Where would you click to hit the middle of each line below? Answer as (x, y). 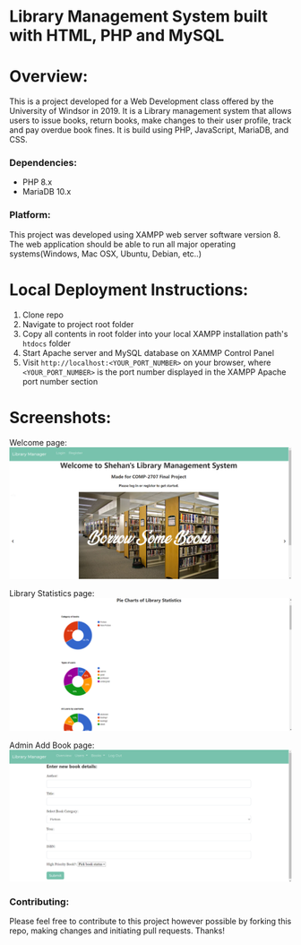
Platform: (30, 215)
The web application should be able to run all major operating (122, 244)
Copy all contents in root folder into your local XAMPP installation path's (155, 334)
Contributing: (39, 902)
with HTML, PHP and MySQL (117, 35)
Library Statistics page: (52, 594)
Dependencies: (43, 163)
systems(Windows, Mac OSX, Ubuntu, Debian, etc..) (105, 254)
